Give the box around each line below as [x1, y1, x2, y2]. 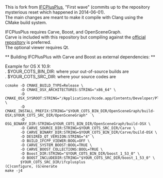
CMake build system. [5, 19, 47, 25]
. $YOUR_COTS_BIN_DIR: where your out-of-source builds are [5, 69, 129, 74]
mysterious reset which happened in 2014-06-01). [5, 9, 105, 15]
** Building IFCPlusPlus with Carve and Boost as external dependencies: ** [5, 54, 155, 60]
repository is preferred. [5, 39, 51, 45]
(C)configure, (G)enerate [5, 164, 57, 169]
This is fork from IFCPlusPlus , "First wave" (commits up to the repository [5, 4, 150, 10]
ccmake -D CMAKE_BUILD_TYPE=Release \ [5, 83, 83, 88]
